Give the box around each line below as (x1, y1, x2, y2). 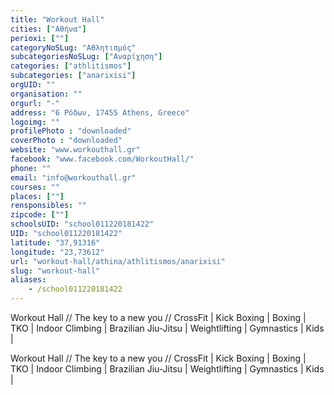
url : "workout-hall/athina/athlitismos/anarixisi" (10, 256, 226, 266)
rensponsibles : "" (10, 201, 87, 211)
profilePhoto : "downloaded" (10, 126, 132, 136)
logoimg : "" (10, 117, 60, 127)
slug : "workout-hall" (10, 266, 101, 276)
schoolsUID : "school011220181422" (10, 219, 155, 230)
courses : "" (10, 182, 60, 192)
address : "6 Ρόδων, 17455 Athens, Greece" (10, 107, 190, 118)
